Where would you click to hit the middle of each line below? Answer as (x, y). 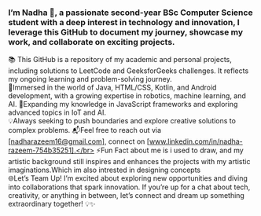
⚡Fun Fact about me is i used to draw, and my (170, 150)
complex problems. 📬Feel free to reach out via (85, 130)
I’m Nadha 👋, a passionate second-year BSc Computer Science (130, 13)
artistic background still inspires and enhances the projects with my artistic (129, 162)
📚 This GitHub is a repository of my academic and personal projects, (120, 60)
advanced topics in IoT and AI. (57, 112)
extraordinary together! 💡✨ (52, 204)
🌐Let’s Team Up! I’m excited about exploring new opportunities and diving (128, 178)
